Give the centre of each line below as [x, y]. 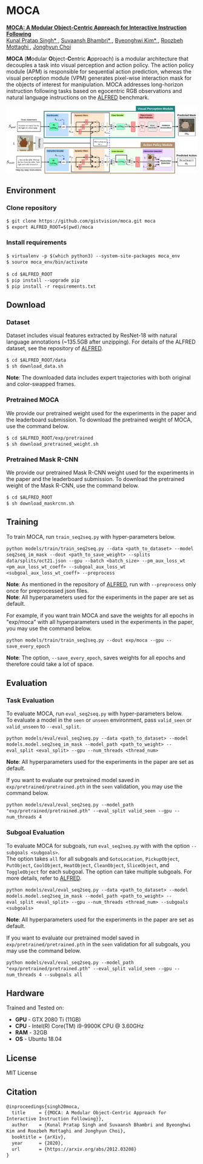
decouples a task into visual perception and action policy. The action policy [100, 65]
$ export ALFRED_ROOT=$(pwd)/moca [50, 227]
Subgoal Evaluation [35, 833]
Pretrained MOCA [33, 400]
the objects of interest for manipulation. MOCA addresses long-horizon [95, 84]
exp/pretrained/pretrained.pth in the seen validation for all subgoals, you [98, 944]
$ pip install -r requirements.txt [51, 286]
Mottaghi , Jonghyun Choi [39, 47]
